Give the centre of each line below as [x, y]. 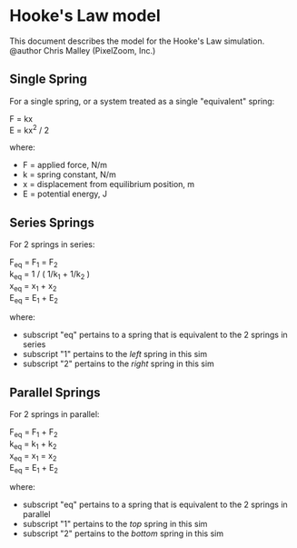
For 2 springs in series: [52, 244]
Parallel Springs [55, 392]
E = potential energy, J [64, 194]
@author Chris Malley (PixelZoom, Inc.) [83, 50]
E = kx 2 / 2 [30, 129]
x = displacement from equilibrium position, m [109, 184]
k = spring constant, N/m [69, 174]
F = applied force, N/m [64, 165]
